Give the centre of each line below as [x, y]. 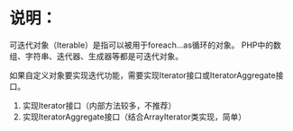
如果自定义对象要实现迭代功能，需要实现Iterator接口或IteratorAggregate [143, 75]
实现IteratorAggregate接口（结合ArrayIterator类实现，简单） [134, 117]
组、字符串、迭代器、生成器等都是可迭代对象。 [96, 56]
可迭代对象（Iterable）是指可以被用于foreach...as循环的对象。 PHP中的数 [146, 45]
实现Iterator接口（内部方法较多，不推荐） [99, 105]
